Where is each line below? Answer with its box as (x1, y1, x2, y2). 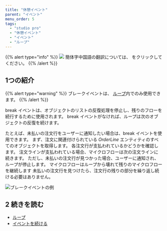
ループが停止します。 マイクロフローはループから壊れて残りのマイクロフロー (5, 161, 163, 167)
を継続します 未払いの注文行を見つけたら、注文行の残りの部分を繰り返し (5, 167, 155, 173)
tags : (5, 21, 16, 26)
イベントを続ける (12, 221, 48, 227)
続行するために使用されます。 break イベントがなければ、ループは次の (5, 113, 150, 119)
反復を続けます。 (26, 119, 62, 125)
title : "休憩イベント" (5, 7, 48, 12)
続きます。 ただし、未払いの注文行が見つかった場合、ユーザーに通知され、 (5, 155, 159, 161)
